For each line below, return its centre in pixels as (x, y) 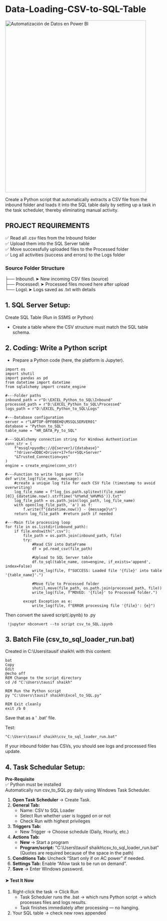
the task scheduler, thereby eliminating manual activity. (62, 210)
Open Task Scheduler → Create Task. (51, 800)
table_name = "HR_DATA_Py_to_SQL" (41, 430)
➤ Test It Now (19, 880)
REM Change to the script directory (43, 678)
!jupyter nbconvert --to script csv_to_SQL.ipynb (60, 624)
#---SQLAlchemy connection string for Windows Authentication (71, 439)
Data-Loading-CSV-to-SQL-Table (76, 9)
